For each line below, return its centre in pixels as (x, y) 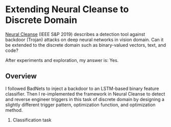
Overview (21, 76)
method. (14, 110)
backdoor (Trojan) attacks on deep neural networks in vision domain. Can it (84, 40)
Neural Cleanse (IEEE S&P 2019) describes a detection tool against (75, 34)
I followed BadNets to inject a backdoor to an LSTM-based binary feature (82, 88)
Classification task (32, 120)
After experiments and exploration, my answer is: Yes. (62, 60)
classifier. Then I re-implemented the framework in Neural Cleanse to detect (85, 94)
